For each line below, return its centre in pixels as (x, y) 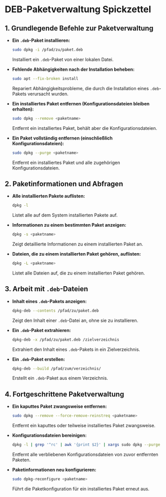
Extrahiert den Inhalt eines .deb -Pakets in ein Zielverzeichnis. (76, 349)
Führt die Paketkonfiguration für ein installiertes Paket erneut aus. (81, 489)
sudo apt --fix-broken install (45, 78)
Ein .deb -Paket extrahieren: (42, 330)
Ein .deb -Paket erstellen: (39, 359)
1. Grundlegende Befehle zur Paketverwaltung (79, 28)
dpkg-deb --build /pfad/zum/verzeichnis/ (57, 368)
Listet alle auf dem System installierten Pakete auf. (65, 215)
